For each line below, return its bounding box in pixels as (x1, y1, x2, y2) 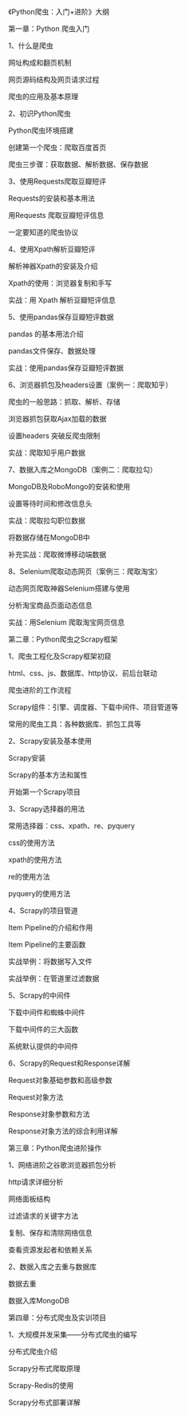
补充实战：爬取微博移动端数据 (8, 550, 106, 559)
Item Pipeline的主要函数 (8, 940, 86, 949)
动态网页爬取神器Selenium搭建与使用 (8, 583, 130, 593)
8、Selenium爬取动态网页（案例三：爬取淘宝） (8, 567, 162, 576)
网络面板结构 (8, 1194, 50, 1204)
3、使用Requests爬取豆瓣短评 (8, 176, 106, 186)
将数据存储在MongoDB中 (8, 533, 90, 542)
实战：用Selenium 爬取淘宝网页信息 (8, 618, 125, 626)
